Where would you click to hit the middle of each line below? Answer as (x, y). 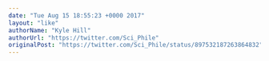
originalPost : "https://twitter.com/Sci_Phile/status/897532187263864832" (136, 45)
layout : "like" (34, 23)
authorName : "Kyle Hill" (50, 30)
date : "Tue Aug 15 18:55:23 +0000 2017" (77, 15)
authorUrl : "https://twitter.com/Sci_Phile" (84, 38)
